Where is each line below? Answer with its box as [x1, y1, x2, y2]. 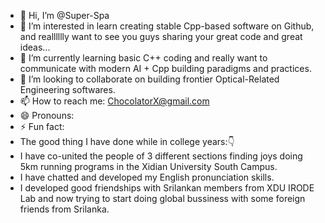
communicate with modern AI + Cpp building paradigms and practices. [19, 63, 312, 74]
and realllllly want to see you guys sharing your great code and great [19, 31, 303, 42]
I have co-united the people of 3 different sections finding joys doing [19, 150, 303, 162]
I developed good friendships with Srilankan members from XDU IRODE [19, 182, 315, 194]
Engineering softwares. [19, 84, 116, 95]
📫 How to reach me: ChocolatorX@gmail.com [19, 95, 210, 107]
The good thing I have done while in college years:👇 [19, 136, 235, 147]
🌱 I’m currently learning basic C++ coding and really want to [19, 52, 268, 64]
